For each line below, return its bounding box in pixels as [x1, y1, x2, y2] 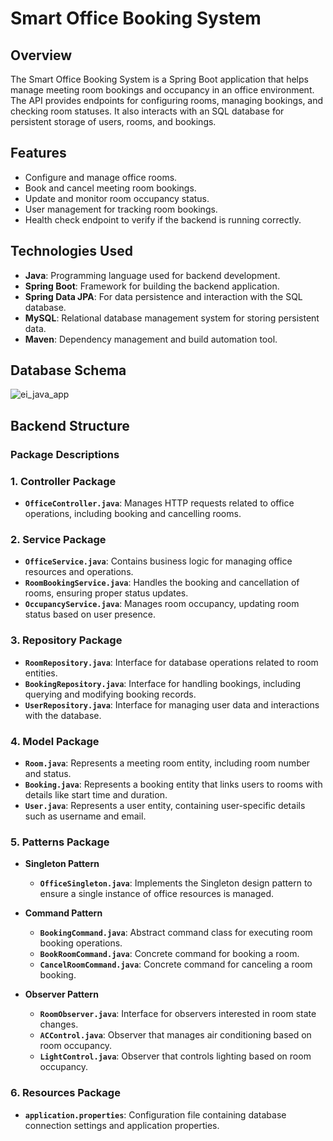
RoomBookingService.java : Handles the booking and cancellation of [24, 577, 300, 589]
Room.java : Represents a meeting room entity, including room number [24, 757, 311, 769]
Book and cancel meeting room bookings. [24, 182, 197, 194]
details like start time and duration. [24, 788, 168, 801]
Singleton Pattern [24, 858, 100, 870]
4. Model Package [10, 734, 100, 748]
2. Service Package [10, 532, 107, 546]
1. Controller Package [10, 474, 117, 488]
